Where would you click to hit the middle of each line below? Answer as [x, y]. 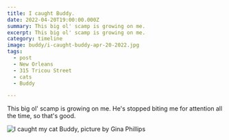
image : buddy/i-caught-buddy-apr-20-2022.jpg [73, 45]
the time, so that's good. [41, 116]
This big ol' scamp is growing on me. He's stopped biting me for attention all [115, 109]
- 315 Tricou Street [43, 70]
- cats [23, 77]
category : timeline [35, 39]
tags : [15, 52]
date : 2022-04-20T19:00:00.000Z [53, 20]
